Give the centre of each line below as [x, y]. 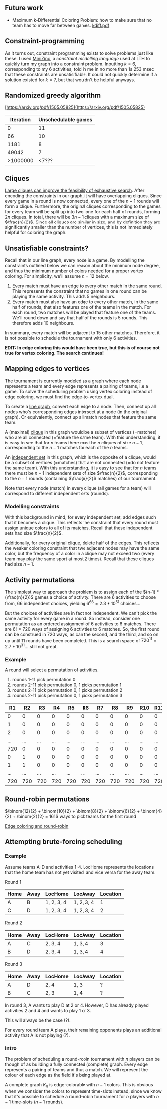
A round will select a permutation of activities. [52, 670]
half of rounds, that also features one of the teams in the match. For [82, 307]
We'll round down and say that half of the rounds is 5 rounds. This [80, 318]
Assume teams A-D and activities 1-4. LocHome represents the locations [80, 867]
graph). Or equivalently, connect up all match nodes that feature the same [81, 417]
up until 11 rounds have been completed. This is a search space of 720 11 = [81, 640]
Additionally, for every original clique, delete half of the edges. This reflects [82, 543]
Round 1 [13, 882]
